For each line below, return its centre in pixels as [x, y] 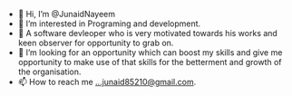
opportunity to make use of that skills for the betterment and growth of [150, 62]
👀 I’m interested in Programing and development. [109, 24]
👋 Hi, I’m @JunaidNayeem [67, 14]
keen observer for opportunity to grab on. [96, 43]
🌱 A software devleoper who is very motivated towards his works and [148, 33]
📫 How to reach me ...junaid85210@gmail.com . [107, 82]
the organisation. [49, 72]
